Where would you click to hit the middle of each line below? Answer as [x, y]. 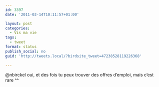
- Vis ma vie [23, 33]
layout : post [19, 23]
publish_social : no [25, 51]
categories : [17, 28]
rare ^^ [12, 80]
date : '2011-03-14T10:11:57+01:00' [42, 14]
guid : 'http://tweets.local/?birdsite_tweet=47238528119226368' [73, 56]
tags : [11, 37]
